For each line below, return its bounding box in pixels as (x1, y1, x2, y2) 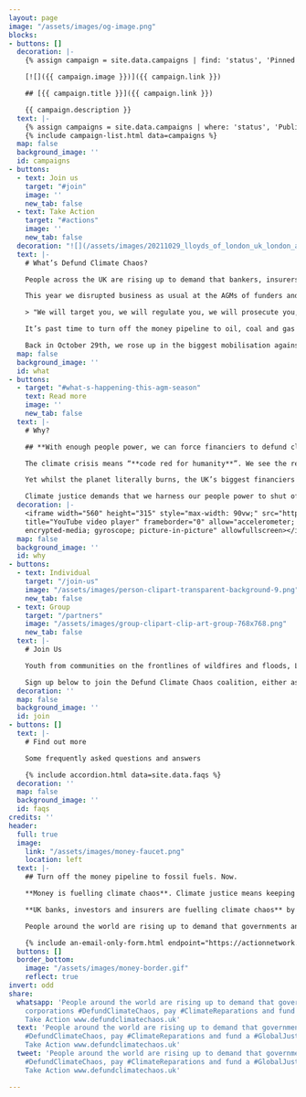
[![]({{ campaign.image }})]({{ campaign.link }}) (25, 72, 222, 82)
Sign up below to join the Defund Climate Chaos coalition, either (25, 677, 287, 687)
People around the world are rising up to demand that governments (25, 921, 287, 931)
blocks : (8, 30, 38, 39)
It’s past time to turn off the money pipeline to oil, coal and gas (25, 325, 296, 334)
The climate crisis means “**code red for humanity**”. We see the (25, 459, 287, 468)
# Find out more (25, 737, 88, 746)
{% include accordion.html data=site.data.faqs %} (25, 770, 222, 780)
